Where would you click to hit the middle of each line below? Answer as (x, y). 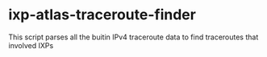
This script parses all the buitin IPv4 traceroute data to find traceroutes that (133, 37)
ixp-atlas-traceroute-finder (102, 15)
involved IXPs (31, 45)
